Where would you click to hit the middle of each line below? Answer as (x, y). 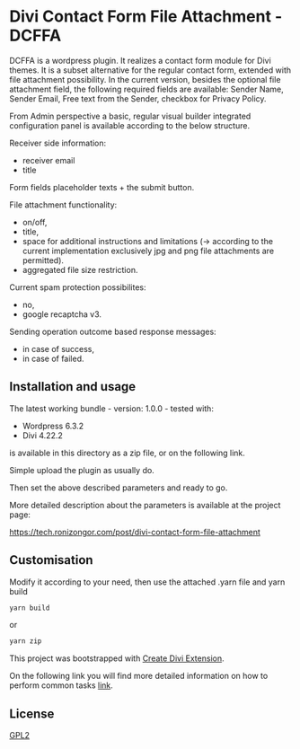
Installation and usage (73, 387)
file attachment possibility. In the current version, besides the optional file (145, 79)
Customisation (51, 560)
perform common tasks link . (62, 685)
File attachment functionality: (63, 205)
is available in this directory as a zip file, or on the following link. (127, 453)
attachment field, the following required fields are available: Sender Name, (147, 89)
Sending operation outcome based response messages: (113, 331)
